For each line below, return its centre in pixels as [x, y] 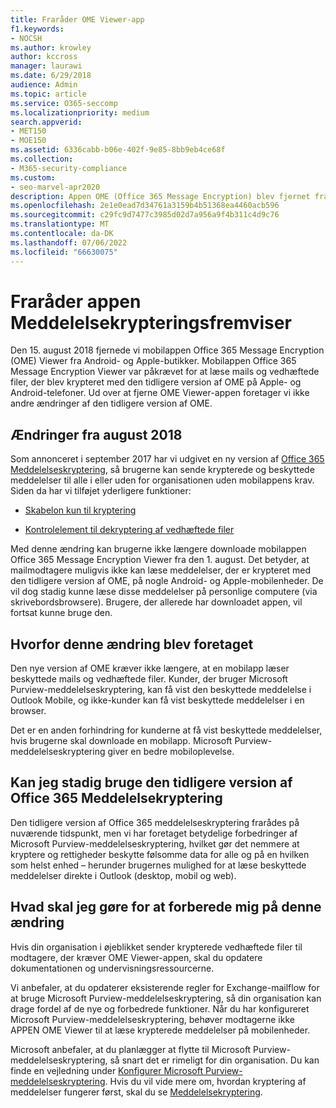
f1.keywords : [37, 29]
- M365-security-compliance [69, 168]
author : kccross [44, 57]
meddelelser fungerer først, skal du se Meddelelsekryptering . [136, 1092]
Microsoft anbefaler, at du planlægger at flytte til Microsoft [131, 1049]
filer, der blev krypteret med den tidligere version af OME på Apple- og [156, 382]
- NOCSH [26, 38]
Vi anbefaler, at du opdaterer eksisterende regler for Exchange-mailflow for [165, 987]
